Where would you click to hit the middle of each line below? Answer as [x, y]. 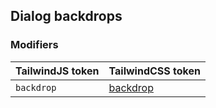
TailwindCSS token [154, 71]
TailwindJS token [57, 71]
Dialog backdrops [66, 16]
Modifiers [34, 45]
